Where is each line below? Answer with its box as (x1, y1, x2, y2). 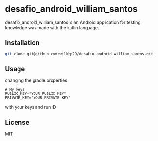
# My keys (5, 87, 25, 92)
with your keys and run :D (5, 104, 57, 110)
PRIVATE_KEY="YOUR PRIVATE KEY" (5, 95, 70, 100)
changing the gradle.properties (5, 78, 67, 83)
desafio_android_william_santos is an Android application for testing (5, 19, 141, 25)
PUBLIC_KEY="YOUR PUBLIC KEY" (5, 91, 67, 96)
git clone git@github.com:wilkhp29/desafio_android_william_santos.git (5, 51, 153, 56)
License (5, 118, 30, 126)
